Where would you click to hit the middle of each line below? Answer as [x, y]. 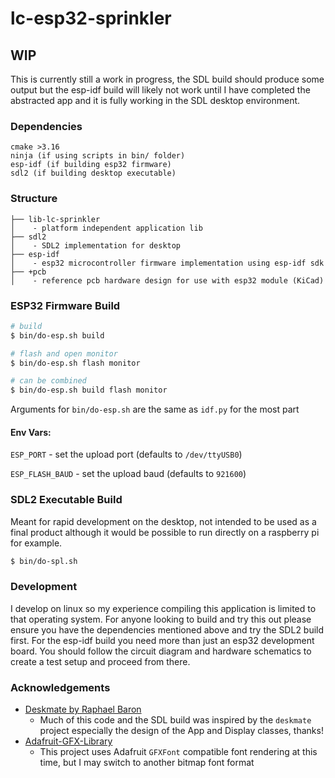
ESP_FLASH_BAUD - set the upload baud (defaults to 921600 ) [128, 474]
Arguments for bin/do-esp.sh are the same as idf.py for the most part [155, 409]
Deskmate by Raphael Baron [83, 709]
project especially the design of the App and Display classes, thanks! [181, 731]
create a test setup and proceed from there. [100, 661]
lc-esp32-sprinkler [91, 18]
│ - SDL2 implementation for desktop [96, 245]
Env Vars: [31, 432]
